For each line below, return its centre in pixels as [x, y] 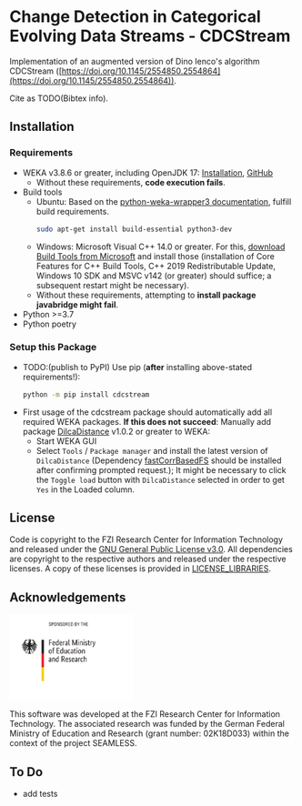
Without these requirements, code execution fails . [131, 182]
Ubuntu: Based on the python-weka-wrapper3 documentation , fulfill [164, 201]
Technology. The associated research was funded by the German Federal [147, 724]
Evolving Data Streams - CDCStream [150, 36]
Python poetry [50, 324]
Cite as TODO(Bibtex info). [59, 98]
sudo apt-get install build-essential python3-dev [134, 229]
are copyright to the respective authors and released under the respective [148, 559]
